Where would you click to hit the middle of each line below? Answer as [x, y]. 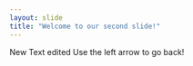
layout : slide [36, 18]
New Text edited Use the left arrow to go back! [97, 52]
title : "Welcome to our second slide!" [85, 26]
